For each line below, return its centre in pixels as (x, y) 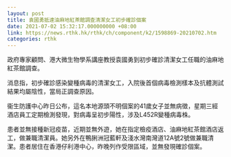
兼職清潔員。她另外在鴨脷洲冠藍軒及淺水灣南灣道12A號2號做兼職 (117, 138)
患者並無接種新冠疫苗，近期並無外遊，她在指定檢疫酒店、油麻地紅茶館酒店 (112, 129)
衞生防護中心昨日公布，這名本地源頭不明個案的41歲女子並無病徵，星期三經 (113, 106)
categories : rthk (32, 39)
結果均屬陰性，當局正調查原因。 (52, 92)
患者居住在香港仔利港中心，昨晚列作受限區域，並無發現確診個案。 (112, 147)
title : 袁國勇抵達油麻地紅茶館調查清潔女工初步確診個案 (77, 20)
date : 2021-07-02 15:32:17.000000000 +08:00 (72, 26)
